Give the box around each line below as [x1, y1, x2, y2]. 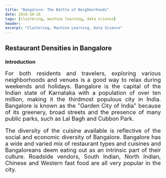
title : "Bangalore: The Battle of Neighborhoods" [5, 7, 110, 12]
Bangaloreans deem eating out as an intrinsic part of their [5, 146, 161, 153]
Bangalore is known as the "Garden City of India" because [5, 102, 161, 109]
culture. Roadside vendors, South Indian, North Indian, [5, 153, 161, 160]
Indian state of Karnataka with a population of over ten [5, 89, 161, 96]
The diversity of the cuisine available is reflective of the [5, 127, 161, 134]
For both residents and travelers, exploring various [5, 70, 161, 77]
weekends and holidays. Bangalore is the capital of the [5, 82, 161, 90]
